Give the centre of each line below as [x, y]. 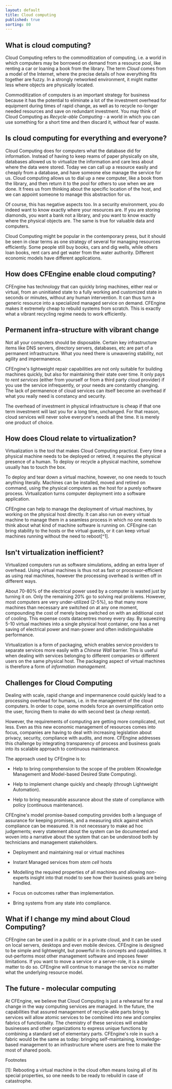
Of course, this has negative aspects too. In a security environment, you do [85, 204]
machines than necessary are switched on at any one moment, [72, 607]
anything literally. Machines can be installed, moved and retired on [75, 483]
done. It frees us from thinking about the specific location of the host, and [83, 189]
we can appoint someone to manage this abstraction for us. [68, 194]
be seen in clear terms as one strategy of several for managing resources [83, 242]
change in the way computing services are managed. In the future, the [80, 1006]
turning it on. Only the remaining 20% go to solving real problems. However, [85, 597]
